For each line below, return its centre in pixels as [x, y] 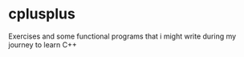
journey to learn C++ [43, 44]
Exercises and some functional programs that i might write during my [122, 36]
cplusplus [42, 14]
